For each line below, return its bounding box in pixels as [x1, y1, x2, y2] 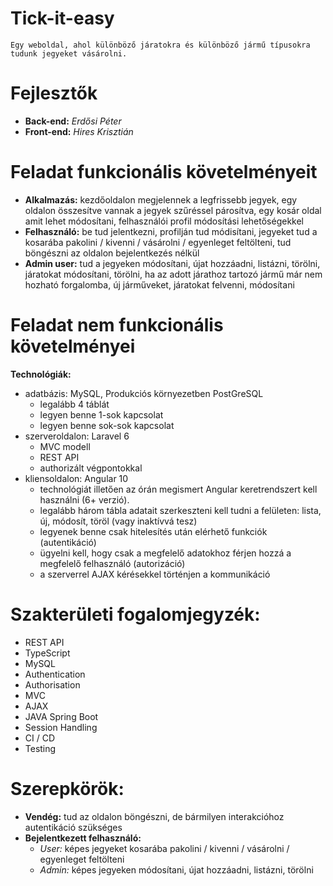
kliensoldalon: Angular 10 [24, 472, 129, 484]
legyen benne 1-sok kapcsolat [39, 408, 164, 421]
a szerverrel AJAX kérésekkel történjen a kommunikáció [39, 568, 271, 580]
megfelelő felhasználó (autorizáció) [39, 557, 186, 569]
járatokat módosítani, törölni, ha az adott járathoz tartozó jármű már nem [24, 268, 323, 280]
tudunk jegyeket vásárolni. [10, 48, 128, 59]
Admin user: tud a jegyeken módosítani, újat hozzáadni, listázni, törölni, [24, 257, 321, 269]
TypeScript [24, 647, 71, 659]
